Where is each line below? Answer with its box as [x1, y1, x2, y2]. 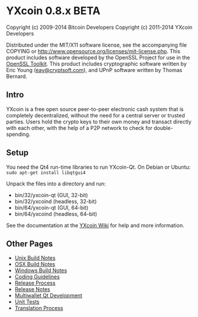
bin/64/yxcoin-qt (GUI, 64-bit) [14, 204, 89, 211]
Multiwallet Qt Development [14, 292, 83, 299]
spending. [6, 130, 31, 138]
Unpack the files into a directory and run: [6, 180, 106, 187]
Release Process [14, 279, 56, 287]
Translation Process [14, 305, 63, 312]
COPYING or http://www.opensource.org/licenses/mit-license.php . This [6, 47, 180, 54]
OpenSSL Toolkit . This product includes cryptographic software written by [6, 60, 187, 67]
